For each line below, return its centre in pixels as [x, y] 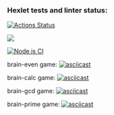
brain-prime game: [34, 104]
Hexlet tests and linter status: [57, 10]
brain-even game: [32, 64]
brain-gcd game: [31, 91]
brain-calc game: [32, 78]
